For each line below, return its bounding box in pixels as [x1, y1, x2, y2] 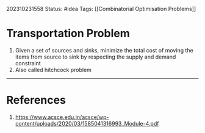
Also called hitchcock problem [15, 66, 92, 73]
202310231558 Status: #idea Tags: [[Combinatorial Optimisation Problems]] [6, 5, 196, 12]
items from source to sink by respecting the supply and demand [15, 53, 176, 60]
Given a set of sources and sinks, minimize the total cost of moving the [15, 46, 193, 54]
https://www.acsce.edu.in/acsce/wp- [15, 113, 109, 121]
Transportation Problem [6, 27, 130, 40]
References [6, 93, 66, 107]
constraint [15, 59, 41, 66]
